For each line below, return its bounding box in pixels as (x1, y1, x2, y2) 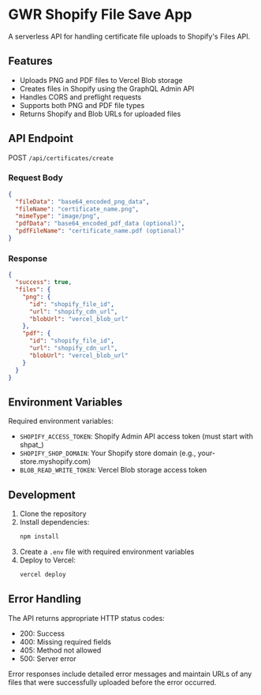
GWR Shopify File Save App (8, 6, 192, 24)
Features (8, 54, 53, 68)
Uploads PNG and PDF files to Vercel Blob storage (19, 75, 183, 84)
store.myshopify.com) (19, 457, 91, 466)
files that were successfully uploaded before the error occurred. (8, 677, 217, 687)
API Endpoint (8, 132, 73, 145)
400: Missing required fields (19, 637, 112, 646)
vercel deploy (19, 570, 66, 578)
